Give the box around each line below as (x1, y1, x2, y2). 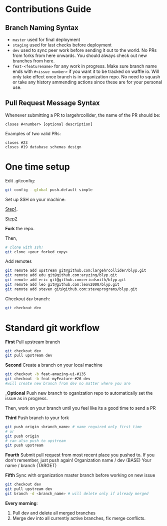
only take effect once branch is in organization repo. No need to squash (12, 74, 160, 79)
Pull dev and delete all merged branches (12, 510, 96, 516)
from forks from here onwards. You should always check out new (12, 52, 147, 58)
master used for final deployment (12, 36, 80, 42)
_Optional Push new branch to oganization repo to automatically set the (5, 390, 153, 396)
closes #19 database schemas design (5, 144, 81, 149)
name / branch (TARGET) (5, 463, 57, 469)
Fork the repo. (5, 225, 35, 231)
